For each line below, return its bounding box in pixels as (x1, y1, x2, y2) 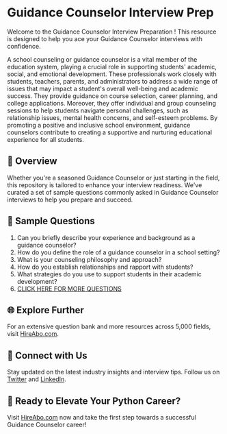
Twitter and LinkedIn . (7, 375, 66, 383)
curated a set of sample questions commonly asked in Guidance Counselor (7, 188, 219, 196)
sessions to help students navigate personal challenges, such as (7, 106, 189, 114)
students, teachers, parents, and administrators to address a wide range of (7, 77, 218, 85)
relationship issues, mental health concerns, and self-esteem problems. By (7, 113, 218, 121)
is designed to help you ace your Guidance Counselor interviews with (7, 34, 203, 43)
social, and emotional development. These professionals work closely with (7, 70, 217, 78)
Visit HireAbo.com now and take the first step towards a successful (7, 413, 196, 421)
